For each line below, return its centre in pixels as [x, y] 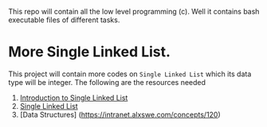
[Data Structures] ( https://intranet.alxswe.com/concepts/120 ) [120, 114]
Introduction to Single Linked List [74, 98]
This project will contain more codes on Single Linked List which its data [130, 74]
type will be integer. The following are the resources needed [107, 82]
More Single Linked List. [90, 52]
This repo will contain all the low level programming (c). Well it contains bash [134, 12]
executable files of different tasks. [64, 20]
